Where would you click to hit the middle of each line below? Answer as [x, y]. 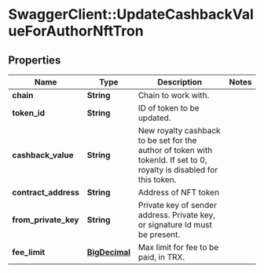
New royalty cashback [180, 131]
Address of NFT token [179, 192]
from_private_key [46, 220]
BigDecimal [109, 252]
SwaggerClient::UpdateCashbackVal [131, 15]
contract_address [46, 192]
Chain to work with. [174, 95]
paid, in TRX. [161, 257]
